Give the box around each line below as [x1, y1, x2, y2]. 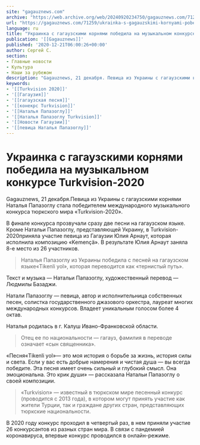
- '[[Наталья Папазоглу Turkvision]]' [6, 114, 102, 120]
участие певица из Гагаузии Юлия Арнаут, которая [41, 232, 171, 239]
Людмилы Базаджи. [6, 280, 58, 287]
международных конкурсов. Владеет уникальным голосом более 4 [6, 305, 179, 312]
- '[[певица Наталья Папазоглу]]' [6, 125, 92, 131]
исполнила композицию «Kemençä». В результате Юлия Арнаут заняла [6, 239, 188, 246]
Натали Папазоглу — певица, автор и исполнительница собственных [6, 292, 183, 299]
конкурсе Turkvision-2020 [6, 176, 145, 189]
